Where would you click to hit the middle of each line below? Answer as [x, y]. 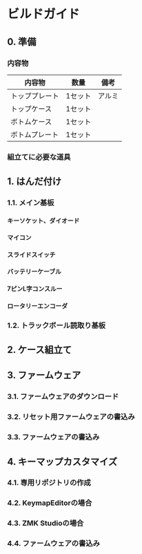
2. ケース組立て [40, 350]
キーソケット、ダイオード [43, 220]
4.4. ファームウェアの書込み [53, 544]
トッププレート [35, 96]
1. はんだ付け [34, 182]
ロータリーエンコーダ [37, 306]
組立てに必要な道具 [39, 157]
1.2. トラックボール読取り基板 [56, 325]
